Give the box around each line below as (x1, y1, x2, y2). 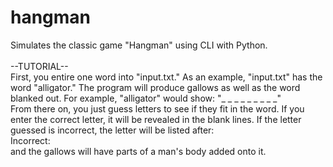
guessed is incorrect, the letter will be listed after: (10, 124, 215, 136)
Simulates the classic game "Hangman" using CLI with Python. (10, 39, 268, 51)
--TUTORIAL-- (10, 60, 69, 72)
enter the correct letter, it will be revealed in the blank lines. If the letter (10, 113, 302, 125)
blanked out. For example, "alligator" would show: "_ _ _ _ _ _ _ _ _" (10, 92, 282, 104)
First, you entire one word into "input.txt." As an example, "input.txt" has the (10, 71, 323, 83)
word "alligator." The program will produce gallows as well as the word (10, 81, 301, 93)
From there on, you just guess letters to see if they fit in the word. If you (10, 102, 305, 115)
